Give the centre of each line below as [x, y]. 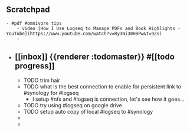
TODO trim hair [42, 80]
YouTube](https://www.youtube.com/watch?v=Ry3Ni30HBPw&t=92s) [84, 34]
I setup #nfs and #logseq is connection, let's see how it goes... [108, 99]
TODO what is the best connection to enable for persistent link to [102, 86]
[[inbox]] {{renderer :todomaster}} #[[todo [95, 57]
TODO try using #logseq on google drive [73, 105]
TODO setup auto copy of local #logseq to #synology [88, 111]
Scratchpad [28, 10]
